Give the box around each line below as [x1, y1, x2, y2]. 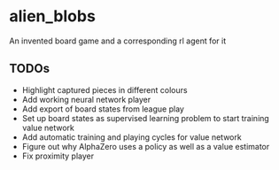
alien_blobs [9, 6, 96, 27]
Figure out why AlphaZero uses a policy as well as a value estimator [21, 141, 270, 151]
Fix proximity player [21, 151, 95, 161]
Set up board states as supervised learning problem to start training [21, 112, 270, 123]
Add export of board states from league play [21, 104, 184, 114]
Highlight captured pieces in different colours [21, 84, 188, 95]
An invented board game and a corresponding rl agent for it [9, 35, 227, 46]
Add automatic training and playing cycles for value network [21, 131, 242, 143]
